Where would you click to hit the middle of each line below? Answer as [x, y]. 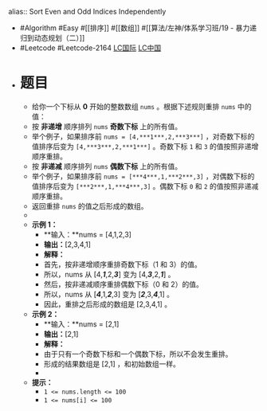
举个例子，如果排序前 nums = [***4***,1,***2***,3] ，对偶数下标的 [143, 176]
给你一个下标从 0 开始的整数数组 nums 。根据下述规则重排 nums [134, 106]
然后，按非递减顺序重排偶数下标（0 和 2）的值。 [123, 284]
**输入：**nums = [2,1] [81, 324]
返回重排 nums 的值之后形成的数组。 [90, 205]
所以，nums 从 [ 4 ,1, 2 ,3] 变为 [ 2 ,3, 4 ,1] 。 [108, 294]
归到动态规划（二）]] [52, 38]
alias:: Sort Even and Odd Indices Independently [87, 12]
